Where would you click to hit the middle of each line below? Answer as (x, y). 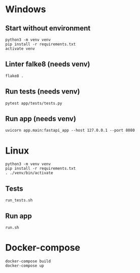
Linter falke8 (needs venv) (48, 64)
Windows (26, 9)
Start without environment (48, 28)
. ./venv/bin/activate (29, 173)
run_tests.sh (19, 200)
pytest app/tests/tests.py (34, 103)
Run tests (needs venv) (43, 92)
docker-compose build (28, 261)
